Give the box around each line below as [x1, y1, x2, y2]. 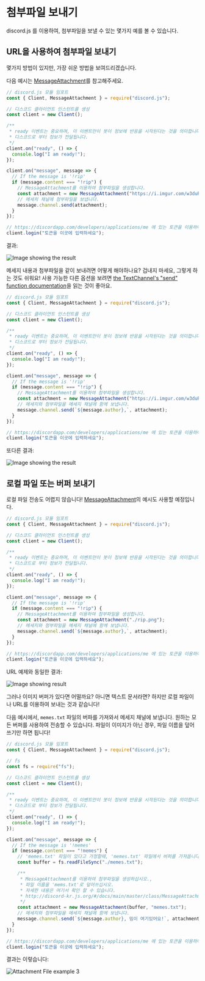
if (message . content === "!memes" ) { [12, 848, 108, 854]
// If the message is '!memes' [12, 842, 92, 848]
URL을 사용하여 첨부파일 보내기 [6, 46, 117, 57]
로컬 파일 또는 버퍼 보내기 [6, 478, 96, 489]
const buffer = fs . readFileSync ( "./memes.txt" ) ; [17, 859, 143, 865]
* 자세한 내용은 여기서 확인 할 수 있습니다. [20, 887, 116, 894]
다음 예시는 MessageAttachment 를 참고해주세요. [6, 77, 124, 84]
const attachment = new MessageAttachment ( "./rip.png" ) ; [17, 617, 165, 623]
